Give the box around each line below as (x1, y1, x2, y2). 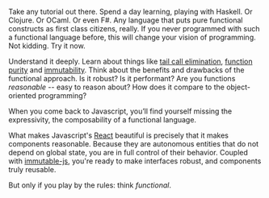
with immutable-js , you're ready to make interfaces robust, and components (8, 156, 262, 166)
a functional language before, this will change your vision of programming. (8, 32, 256, 42)
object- (225, 82, 250, 92)
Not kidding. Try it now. (8, 41, 86, 51)
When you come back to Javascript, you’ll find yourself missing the (8, 106, 233, 116)
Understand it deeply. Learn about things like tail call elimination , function (8, 56, 253, 66)
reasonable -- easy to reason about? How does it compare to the (8, 82, 225, 92)
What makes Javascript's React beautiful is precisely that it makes (8, 130, 229, 140)
